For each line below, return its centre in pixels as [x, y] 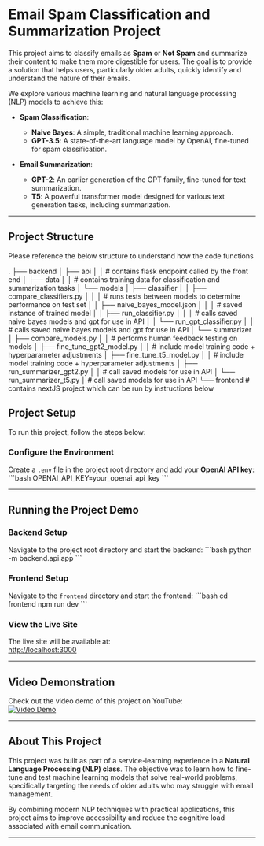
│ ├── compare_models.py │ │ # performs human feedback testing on [123, 338]
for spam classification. [69, 149]
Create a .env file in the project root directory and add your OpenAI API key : [132, 469]
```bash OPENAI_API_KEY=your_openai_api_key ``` [88, 477]
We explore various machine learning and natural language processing [123, 93]
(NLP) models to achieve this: [56, 102]
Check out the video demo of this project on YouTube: [95, 701]
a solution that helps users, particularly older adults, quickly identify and [125, 69]
